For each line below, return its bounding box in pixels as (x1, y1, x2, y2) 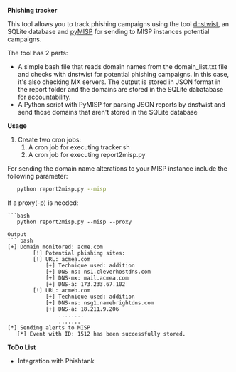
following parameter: (7, 172, 68, 180)
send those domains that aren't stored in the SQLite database (17, 108, 198, 116)
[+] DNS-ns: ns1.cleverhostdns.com (45, 268, 151, 275)
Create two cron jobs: (17, 135, 82, 144)
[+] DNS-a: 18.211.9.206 (45, 305, 119, 312)
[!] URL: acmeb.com (33, 287, 91, 294)
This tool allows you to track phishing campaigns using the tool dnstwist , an (7, 20, 230, 28)
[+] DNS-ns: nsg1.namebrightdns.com (45, 299, 154, 307)
